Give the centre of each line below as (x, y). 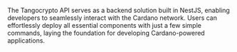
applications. (26, 41)
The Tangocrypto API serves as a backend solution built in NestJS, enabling (118, 10)
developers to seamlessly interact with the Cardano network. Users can (112, 18)
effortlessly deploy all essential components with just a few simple (104, 25)
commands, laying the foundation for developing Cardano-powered (106, 33)
